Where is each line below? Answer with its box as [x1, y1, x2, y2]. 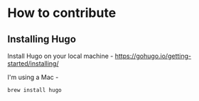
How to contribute [7, 5, 117, 21]
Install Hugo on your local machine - [7, 52, 114, 60]
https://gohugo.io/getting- [114, 52, 192, 60]
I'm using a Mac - [7, 73, 59, 81]
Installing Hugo [7, 33, 77, 45]
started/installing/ [7, 59, 59, 68]
